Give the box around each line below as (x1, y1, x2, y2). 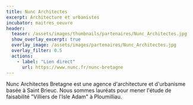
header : (6, 25, 26, 32)
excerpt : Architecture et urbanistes (6, 14, 100, 20)
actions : (11, 53, 33, 59)
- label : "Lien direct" (17, 58, 76, 64)
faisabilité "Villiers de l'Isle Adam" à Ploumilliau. (6, 93, 122, 100)
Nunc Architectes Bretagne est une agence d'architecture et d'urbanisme (6, 81, 186, 88)
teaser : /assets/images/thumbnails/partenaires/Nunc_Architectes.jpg (11, 31, 187, 37)
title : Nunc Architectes (6, 8, 68, 15)
